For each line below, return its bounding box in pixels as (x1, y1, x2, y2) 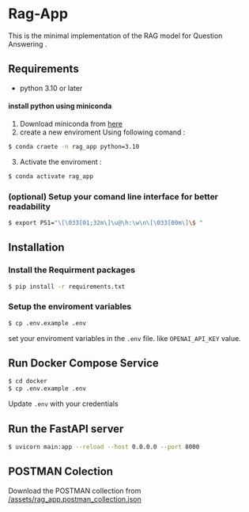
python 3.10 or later (19, 83, 83, 93)
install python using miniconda (8, 101, 112, 111)
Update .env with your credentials (8, 399, 119, 408)
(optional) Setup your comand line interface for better (8, 191, 219, 202)
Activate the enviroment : (19, 157, 102, 166)
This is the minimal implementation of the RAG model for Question (8, 31, 223, 40)
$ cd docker (8, 377, 47, 385)
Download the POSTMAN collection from (8, 486, 141, 495)
